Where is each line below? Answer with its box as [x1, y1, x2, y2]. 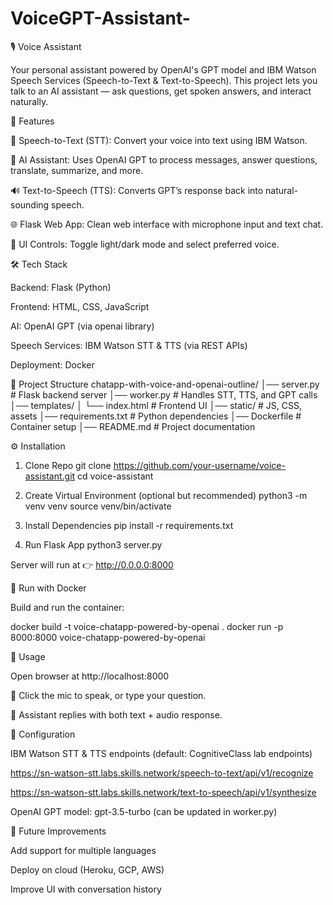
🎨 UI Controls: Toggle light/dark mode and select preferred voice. [10, 238, 280, 250]
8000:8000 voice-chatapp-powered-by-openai [10, 631, 206, 643]
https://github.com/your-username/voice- [113, 459, 286, 471]
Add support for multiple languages [10, 844, 157, 856]
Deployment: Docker [10, 358, 95, 371]
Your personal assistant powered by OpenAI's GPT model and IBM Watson [10, 63, 317, 76]
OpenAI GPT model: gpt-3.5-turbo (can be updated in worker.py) [10, 805, 278, 817]
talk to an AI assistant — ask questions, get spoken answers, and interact [10, 85, 312, 97]
